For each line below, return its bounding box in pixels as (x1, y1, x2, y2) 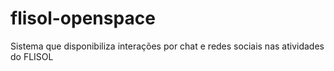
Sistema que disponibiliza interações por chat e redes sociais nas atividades (10, 40, 325, 52)
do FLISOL (10, 50, 54, 62)
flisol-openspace (10, 7, 156, 30)
